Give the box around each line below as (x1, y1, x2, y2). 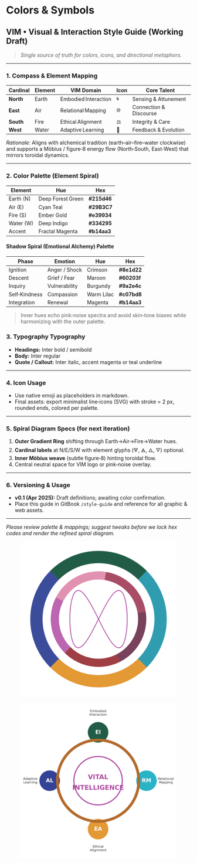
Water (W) (8, 220, 34, 227)
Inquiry (8, 283, 26, 290)
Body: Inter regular (14, 352, 61, 359)
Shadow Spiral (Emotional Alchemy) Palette (6, 243, 114, 250)
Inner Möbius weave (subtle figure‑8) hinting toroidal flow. (14, 455, 157, 462)
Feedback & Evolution (132, 126, 185, 133)
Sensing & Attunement (132, 95, 186, 103)
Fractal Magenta (38, 228, 78, 235)
